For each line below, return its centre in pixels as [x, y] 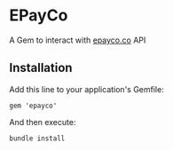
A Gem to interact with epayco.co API [78, 40]
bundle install [37, 138]
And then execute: [43, 122]
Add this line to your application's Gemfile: [86, 89]
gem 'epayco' [33, 106]
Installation [41, 68]
